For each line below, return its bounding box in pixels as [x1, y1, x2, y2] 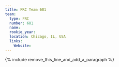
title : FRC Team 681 [5, 7, 47, 12]
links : [9, 39, 23, 44]
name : [9, 25, 21, 30]
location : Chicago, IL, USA [9, 34, 66, 39]
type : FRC [9, 16, 29, 21]
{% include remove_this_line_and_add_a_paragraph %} [5, 56, 115, 62]
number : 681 [9, 20, 34, 26]
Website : [14, 43, 31, 48]
